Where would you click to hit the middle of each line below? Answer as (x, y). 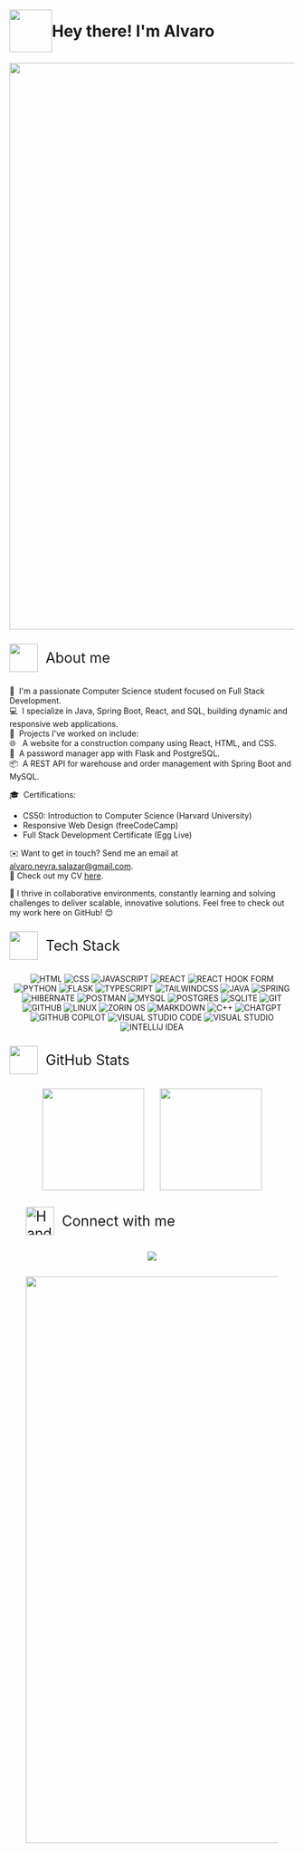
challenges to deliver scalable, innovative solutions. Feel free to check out (147, 903)
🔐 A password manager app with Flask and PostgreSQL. (114, 753)
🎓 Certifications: (43, 794)
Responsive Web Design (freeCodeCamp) (100, 825)
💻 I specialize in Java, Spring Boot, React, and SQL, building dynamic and (148, 711)
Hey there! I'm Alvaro (133, 31)
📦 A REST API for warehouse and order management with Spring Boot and (151, 763)
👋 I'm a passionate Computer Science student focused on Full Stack (137, 691)
